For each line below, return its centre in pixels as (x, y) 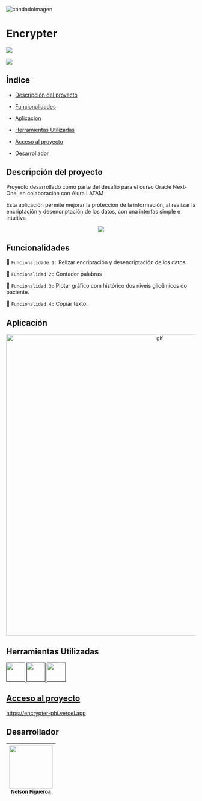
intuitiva (16, 218)
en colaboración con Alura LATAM (62, 193)
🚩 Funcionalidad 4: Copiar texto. (47, 304)
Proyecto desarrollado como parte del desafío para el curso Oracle (89, 186)
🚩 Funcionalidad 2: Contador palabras (54, 274)
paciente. (18, 292)
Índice (18, 81)
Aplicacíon (28, 118)
